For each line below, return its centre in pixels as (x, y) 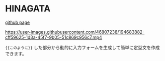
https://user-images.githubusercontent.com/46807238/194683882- (75, 32)
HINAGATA (28, 9)
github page (17, 22)
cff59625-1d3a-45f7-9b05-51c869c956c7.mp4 (54, 37)
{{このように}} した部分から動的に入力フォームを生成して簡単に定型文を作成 (82, 47)
